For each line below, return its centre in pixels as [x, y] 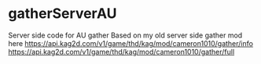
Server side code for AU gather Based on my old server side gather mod [125, 35]
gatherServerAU [62, 14]
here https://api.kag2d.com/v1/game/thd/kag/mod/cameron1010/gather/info [131, 43]
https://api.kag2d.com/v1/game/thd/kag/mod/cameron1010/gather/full [121, 52]
